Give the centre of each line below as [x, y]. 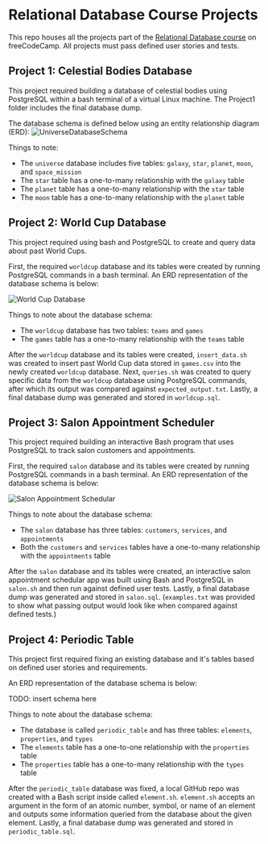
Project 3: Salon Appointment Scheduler [111, 422]
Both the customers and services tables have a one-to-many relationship [140, 547]
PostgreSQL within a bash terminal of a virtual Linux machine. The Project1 [132, 99]
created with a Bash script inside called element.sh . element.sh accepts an [132, 797]
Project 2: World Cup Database [87, 223]
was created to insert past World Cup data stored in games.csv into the [125, 363]
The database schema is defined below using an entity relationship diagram [134, 123]
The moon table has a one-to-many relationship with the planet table [132, 197]
